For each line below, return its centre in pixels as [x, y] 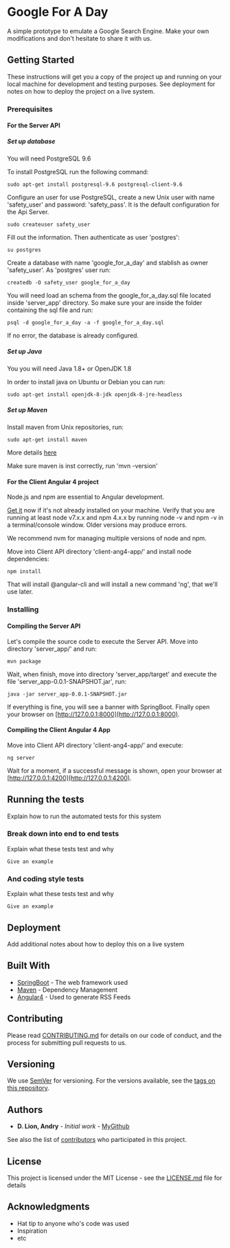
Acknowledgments [49, 1207]
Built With [28, 966]
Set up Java [25, 351]
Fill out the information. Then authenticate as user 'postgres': [93, 238]
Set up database [31, 141]
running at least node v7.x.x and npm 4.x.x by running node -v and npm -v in [115, 518]
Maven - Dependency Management [67, 990]
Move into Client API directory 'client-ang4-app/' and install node [100, 552]
